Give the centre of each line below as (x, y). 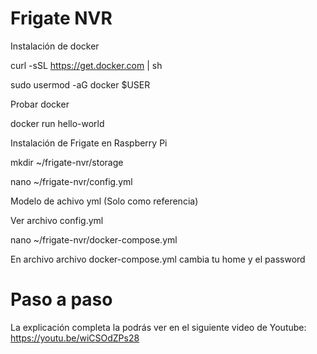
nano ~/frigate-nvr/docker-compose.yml (94, 239)
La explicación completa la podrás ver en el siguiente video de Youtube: (158, 327)
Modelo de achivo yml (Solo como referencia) (104, 201)
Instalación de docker (55, 46)
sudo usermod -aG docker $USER (80, 84)
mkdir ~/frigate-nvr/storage (67, 162)
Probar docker (40, 104)
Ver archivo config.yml (57, 220)
